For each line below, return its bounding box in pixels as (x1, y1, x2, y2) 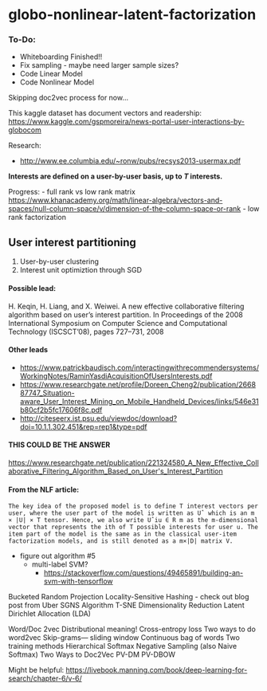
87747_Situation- (19, 388, 76, 398)
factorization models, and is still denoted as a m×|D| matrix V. (8, 537, 234, 545)
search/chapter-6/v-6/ (8, 673, 82, 683)
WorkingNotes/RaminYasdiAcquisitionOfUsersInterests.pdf (19, 371, 213, 380)
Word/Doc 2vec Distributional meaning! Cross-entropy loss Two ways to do (8, 624, 257, 634)
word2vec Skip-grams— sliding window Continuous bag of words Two (8, 633, 241, 642)
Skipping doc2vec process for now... (8, 93, 129, 103)
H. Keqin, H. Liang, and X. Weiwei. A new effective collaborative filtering (8, 301, 245, 311)
